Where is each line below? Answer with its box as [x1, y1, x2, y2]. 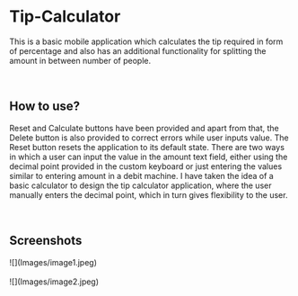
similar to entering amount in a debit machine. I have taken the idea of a [9, 170, 274, 181]
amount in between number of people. [9, 55, 151, 66]
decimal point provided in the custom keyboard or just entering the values [9, 160, 283, 172]
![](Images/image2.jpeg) [9, 276, 100, 287]
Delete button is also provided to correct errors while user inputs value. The [9, 132, 289, 143]
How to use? [9, 99, 81, 114]
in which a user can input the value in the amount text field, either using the [9, 151, 288, 162]
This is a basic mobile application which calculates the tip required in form [9, 36, 284, 47]
